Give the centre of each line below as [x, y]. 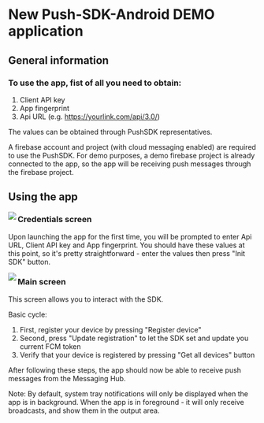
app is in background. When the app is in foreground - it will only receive [126, 402]
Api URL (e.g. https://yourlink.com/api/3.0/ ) [89, 117]
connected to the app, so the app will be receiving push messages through [130, 164]
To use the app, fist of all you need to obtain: [95, 83]
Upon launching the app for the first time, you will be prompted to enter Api [130, 236]
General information [58, 60]
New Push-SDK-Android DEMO [112, 15]
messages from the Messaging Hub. [67, 378]
